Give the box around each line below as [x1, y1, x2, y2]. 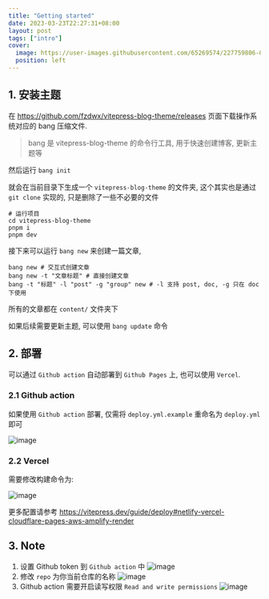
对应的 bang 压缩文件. [14, 121, 88, 131]
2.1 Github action [8, 390, 75, 401]
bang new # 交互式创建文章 [8, 263, 90, 271]
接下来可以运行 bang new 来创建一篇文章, [8, 245, 142, 255]
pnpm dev [8, 230, 38, 239]
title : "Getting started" [8, 11, 94, 20]
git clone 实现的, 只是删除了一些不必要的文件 [8, 192, 159, 201]
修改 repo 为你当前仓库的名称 [19, 571, 116, 581]
